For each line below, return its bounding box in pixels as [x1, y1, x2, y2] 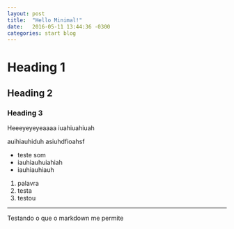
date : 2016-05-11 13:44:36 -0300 [7, 23, 111, 30]
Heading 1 [7, 60, 66, 75]
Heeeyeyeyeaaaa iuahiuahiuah [7, 124, 95, 132]
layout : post [7, 10, 45, 17]
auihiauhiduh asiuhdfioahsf [7, 137, 85, 146]
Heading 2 [7, 87, 54, 99]
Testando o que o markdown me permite [7, 214, 124, 223]
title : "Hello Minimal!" [7, 17, 82, 24]
